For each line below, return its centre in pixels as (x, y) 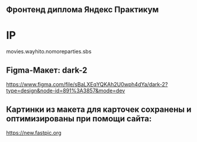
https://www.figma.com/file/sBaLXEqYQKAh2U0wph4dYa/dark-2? (87, 85)
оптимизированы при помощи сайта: (79, 119)
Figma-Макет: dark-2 (47, 70)
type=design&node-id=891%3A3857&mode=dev (66, 91)
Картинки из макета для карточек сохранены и (99, 109)
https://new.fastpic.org (34, 133)
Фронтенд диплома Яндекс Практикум (83, 10)
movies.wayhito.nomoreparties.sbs (49, 51)
